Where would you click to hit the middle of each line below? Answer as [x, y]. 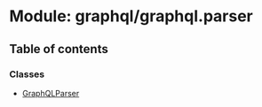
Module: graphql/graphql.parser [131, 16]
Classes [27, 74]
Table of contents [59, 49]
